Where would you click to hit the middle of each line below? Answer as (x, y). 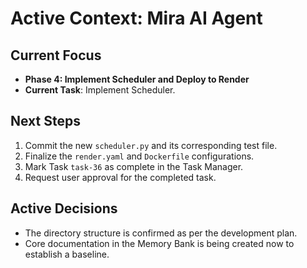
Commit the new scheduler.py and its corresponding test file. (151, 145)
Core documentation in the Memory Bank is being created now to (159, 243)
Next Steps (45, 121)
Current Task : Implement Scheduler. (100, 90)
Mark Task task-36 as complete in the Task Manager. (134, 166)
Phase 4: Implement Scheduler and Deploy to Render (137, 79)
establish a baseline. (67, 254)
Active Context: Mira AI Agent (136, 18)
